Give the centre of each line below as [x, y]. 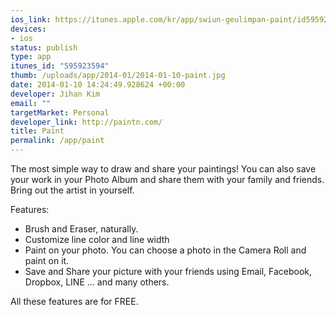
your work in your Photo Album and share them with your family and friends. [167, 179]
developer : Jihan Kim [55, 94]
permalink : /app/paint [57, 141]
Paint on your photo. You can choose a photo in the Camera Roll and [165, 250]
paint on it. [47, 260]
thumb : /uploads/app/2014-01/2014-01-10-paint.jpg [118, 76]
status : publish [44, 47]
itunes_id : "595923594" [60, 66]
